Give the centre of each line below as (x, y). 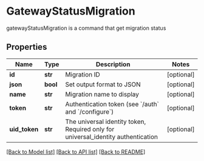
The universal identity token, (106, 122)
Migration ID (83, 74)
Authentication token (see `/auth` (112, 104)
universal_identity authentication (111, 137)
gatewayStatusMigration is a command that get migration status (86, 28)
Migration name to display (102, 94)
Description (113, 64)
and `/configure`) (90, 112)
